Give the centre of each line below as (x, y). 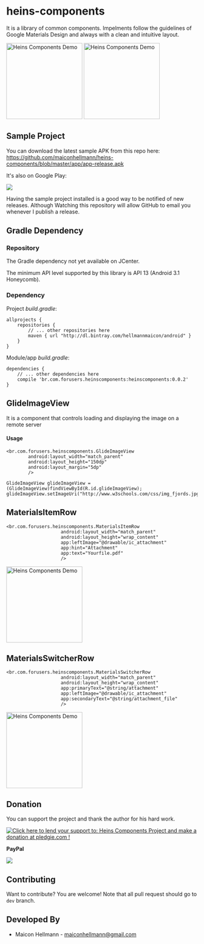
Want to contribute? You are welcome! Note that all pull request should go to (102, 894)
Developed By (33, 920)
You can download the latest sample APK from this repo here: (83, 151)
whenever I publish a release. (43, 212)
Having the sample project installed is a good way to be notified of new (95, 198)
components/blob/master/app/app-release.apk (65, 164)
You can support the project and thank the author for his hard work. (91, 819)
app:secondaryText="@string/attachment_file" (119, 699)
